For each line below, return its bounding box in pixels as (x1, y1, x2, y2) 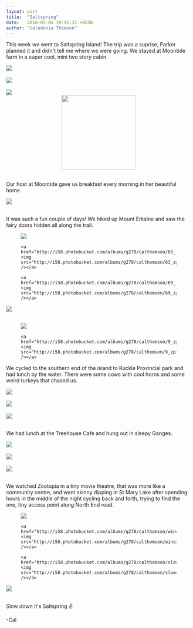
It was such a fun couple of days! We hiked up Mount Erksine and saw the (6, 215, 185, 223)
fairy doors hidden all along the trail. (6, 222, 94, 229)
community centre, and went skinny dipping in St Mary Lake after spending (6, 489, 188, 496)
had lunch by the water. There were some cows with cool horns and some (6, 371, 185, 378)
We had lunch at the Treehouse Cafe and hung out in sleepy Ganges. (6, 430, 173, 437)
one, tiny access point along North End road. (6, 501, 114, 508)
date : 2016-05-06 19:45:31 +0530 (6, 19, 93, 25)
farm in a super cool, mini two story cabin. (6, 53, 109, 60)
